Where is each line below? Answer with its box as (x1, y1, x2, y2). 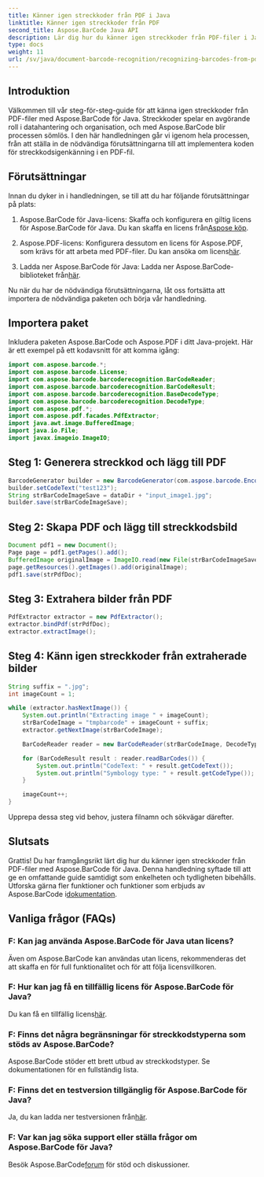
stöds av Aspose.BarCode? (8, 1039, 115, 1050)
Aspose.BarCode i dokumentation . (8, 889, 118, 898)
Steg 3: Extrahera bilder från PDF (8, 592, 173, 606)
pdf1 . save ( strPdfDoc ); (8, 570, 82, 578)
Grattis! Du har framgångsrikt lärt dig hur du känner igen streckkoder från (8, 855, 246, 865)
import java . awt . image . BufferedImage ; (8, 419, 135, 427)
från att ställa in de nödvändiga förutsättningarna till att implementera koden (8, 138, 254, 148)
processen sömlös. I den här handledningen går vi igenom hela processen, (8, 131, 250, 140)
